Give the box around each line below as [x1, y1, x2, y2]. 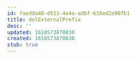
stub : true [7, 41, 38, 48]
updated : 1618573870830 [7, 28, 75, 36]
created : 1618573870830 [7, 35, 75, 42]
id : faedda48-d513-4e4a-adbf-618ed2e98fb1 [7, 9, 130, 17]
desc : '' [7, 22, 32, 29]
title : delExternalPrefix [7, 16, 81, 23]
